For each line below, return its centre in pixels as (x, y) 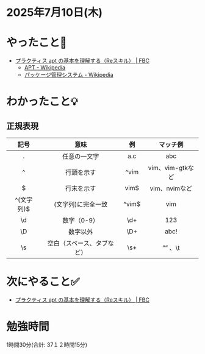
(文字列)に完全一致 (81, 205)
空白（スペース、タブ (77, 243)
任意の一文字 (81, 157)
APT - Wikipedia (45, 68)
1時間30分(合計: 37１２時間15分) (47, 345)
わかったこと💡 (42, 102)
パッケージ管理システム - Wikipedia (69, 75)
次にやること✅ (43, 282)
